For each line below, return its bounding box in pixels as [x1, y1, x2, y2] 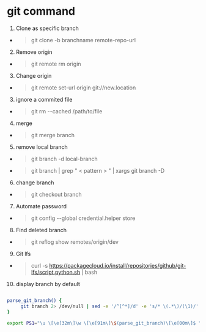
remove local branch [15, 143, 68, 151]
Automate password [15, 202, 67, 209]
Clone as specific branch [15, 25, 79, 32]
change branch [15, 179, 54, 186]
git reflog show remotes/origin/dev [31, 238, 119, 246]
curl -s [31, 262, 48, 269]
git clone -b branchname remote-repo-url [31, 36, 136, 43]
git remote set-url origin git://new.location [31, 84, 136, 91]
